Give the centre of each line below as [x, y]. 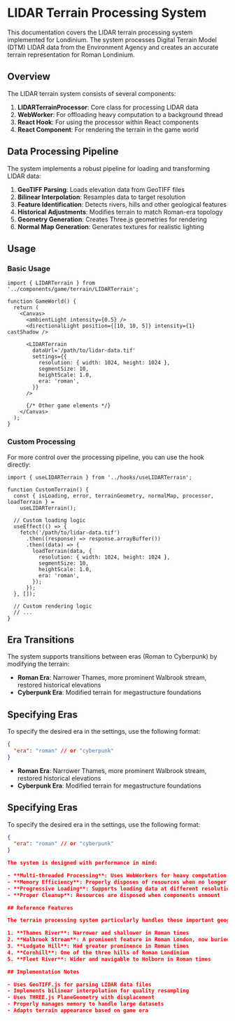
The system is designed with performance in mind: [83, 863]
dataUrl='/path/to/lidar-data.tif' [84, 351]
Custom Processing [41, 441]
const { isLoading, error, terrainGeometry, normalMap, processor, [114, 495]
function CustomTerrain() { [48, 489]
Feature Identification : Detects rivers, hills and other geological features [122, 204]
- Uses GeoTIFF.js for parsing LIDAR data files [79, 985]
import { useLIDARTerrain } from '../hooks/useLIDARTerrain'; [100, 477]
